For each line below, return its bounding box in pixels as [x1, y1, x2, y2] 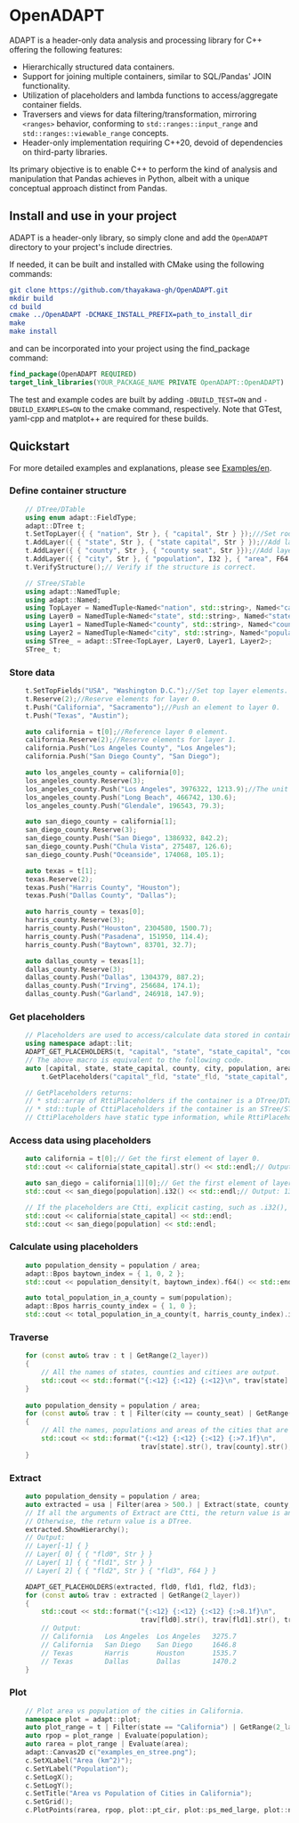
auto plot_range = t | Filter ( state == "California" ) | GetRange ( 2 [25, 1723, 280, 1732]
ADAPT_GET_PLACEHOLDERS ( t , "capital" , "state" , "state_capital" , [25, 1048, 273, 1057]
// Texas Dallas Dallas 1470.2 [41, 1657, 238, 1665]
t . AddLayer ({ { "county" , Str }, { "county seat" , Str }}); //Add [25, 547, 273, 555]
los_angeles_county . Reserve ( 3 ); [25, 776, 145, 785]
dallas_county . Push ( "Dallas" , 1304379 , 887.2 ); [25, 973, 205, 982]
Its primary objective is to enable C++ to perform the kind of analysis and [9, 164, 278, 174]
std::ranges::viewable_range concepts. [21, 127, 169, 138]
